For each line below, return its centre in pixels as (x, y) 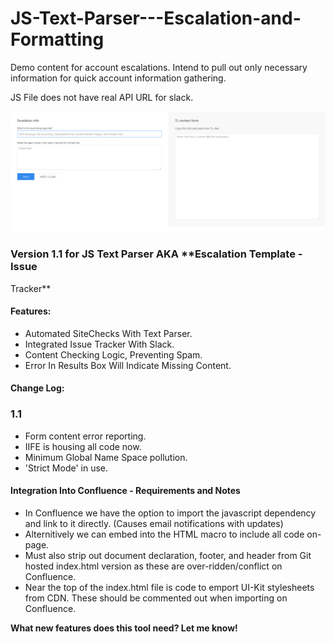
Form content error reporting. (85, 436)
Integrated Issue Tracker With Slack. (99, 344)
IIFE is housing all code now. (83, 446)
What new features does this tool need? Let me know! (124, 628)
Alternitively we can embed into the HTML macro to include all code (164, 534)
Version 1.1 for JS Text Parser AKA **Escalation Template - (156, 254)
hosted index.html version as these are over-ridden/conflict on (153, 566)
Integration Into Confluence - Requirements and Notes (125, 491)
